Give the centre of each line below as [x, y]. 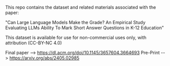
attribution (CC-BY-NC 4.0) [34, 43]
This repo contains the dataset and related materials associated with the [81, 7]
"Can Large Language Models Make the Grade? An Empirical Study [75, 22]
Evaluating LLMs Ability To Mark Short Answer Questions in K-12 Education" [84, 28]
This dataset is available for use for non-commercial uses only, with [76, 38]
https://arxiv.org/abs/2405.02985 [44, 58]
